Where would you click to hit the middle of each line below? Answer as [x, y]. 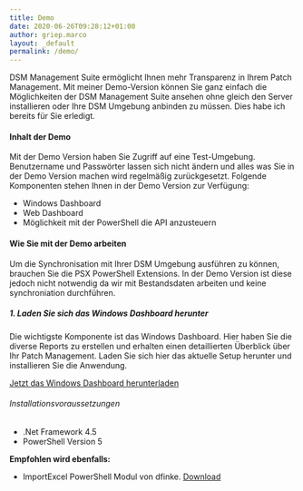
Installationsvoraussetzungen [65, 404]
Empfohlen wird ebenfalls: [60, 458]
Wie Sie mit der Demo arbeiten [68, 243]
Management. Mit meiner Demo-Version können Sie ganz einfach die [138, 87]
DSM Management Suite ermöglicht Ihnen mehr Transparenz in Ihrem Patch [151, 77]
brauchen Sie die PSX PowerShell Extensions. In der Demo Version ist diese [151, 273]
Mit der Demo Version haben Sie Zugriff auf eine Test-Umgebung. [132, 157]
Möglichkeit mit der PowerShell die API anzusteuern [119, 222]
